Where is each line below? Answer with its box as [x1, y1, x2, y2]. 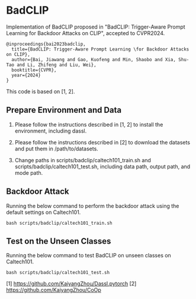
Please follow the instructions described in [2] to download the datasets [14, 139, 191, 146]
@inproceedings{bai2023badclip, [6, 41, 86, 47]
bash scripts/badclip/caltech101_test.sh [6, 270, 110, 276]
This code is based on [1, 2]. [6, 87, 75, 95]
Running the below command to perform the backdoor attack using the [6, 202, 179, 209]
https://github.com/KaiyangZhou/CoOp [6, 287, 102, 294]
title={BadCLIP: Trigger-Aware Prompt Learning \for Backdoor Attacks [11, 46, 189, 52]
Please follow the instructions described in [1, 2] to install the [14, 121, 163, 128]
